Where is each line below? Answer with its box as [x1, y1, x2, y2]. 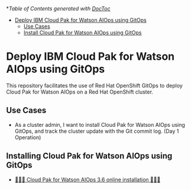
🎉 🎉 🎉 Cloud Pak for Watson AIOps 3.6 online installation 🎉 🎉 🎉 [14, 176, 161, 183]
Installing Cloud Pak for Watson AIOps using [6, 151, 173, 161]
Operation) [14, 133, 41, 141]
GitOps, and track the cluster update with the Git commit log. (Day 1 [14, 127, 179, 134]
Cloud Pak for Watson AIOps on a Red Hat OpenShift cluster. [6, 88, 154, 95]
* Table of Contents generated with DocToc [6, 5, 111, 12]
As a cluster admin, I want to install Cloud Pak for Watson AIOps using [14, 121, 185, 128]
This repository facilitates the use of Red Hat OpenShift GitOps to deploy [6, 82, 183, 89]
